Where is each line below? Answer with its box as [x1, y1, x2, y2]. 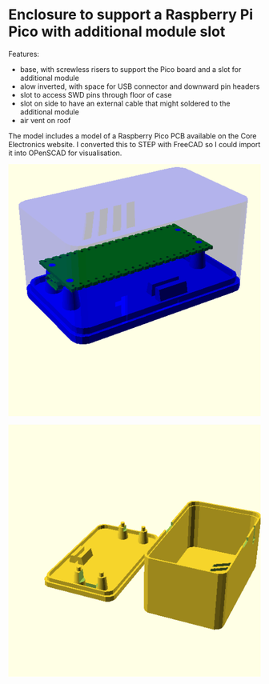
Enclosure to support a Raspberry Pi [8, 6, 254, 24]
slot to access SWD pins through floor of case [19, 90, 172, 99]
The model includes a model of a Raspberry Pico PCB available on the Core [8, 130, 257, 141]
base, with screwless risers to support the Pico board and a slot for [19, 64, 242, 74]
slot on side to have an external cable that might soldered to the [19, 98, 231, 108]
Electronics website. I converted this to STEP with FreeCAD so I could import [8, 139, 261, 149]
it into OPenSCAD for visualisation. [8, 148, 122, 158]
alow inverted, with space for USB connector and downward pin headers [19, 82, 260, 91]
